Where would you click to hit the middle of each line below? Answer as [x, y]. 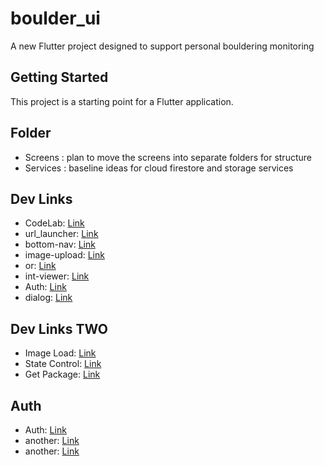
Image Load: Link [60, 353]
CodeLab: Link [54, 223]
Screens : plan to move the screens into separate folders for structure [168, 157]
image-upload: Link [64, 255]
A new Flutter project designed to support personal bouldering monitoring [162, 46]
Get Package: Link [62, 374]
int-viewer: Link [57, 276]
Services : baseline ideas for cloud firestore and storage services [159, 168]
